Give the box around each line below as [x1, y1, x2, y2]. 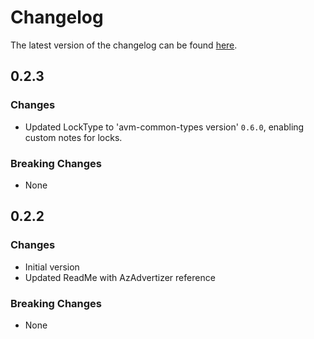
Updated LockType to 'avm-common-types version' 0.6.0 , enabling [24, 121, 305, 133]
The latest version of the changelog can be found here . [10, 39, 238, 51]
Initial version [24, 261, 80, 273]
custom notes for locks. [24, 131, 123, 143]
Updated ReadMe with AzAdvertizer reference [24, 271, 216, 283]
